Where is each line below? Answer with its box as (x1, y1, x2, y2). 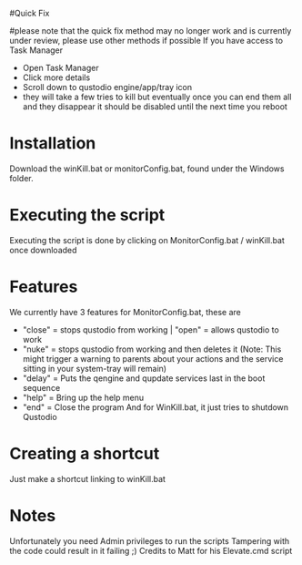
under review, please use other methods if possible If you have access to (9, 36, 284, 46)
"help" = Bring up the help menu (22, 392, 144, 403)
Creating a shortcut (9, 444, 160, 464)
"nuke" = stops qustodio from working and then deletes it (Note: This (22, 344, 282, 354)
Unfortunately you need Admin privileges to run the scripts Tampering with (9, 535, 290, 546)
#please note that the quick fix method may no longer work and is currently (9, 26, 292, 36)
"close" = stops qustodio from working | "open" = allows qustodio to (22, 324, 279, 335)
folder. (9, 172, 34, 183)
